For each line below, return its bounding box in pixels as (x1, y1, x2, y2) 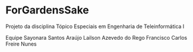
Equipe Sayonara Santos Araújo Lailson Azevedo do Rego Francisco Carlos (5, 34, 188, 41)
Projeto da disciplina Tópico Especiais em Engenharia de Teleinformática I (5, 23, 185, 30)
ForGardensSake (5, 4, 89, 17)
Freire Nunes (5, 40, 37, 47)
